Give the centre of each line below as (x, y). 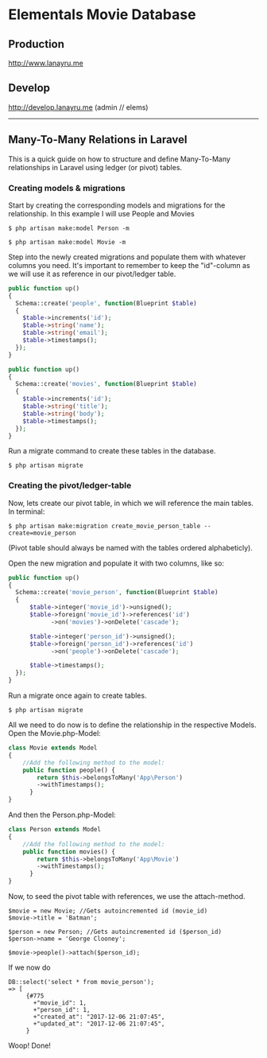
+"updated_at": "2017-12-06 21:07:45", (99, 1024)
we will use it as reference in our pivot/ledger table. (92, 274)
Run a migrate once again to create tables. (77, 696)
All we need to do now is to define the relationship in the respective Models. (132, 725)
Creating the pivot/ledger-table (70, 485)
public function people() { (69, 770)
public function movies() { (69, 852)
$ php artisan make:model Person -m (69, 228)
